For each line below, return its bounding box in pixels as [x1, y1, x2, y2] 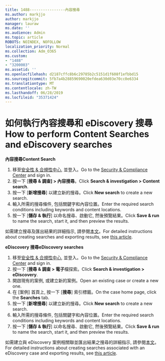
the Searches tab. [12, 295, 50, 301]
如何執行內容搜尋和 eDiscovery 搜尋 [5, 118, 153, 129]
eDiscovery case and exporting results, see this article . [5, 350, 117, 356]
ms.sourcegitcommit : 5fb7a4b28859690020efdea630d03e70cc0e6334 [5, 76, 139, 81]
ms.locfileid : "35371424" [5, 95, 58, 100]
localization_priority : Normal [5, 44, 70, 49]
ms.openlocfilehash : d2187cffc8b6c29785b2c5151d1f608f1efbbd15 [5, 72, 139, 77]
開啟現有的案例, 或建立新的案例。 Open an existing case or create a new [12, 278, 159, 284]
